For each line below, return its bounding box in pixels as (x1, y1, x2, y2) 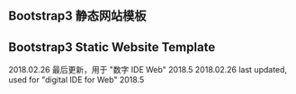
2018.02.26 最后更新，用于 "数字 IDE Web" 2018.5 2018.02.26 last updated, (8, 64, 288, 75)
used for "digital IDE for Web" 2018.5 (8, 74, 145, 85)
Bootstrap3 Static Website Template (8, 39, 216, 55)
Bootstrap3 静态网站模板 (8, 8, 147, 24)
